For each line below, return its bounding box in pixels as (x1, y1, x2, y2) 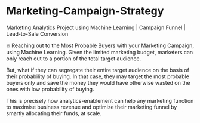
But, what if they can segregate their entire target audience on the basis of (6, 66, 190, 73)
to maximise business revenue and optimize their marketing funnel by (6, 103, 177, 110)
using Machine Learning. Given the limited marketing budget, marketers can (6, 48, 193, 56)
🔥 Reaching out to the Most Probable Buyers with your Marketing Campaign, (6, 42, 194, 49)
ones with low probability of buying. (6, 85, 94, 93)
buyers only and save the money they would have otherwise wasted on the (6, 79, 190, 86)
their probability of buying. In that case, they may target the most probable (6, 73, 190, 80)
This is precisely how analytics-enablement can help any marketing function (6, 97, 194, 104)
